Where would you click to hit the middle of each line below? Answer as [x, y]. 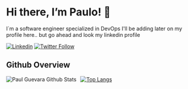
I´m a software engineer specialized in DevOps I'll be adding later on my [94, 28]
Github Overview [38, 65]
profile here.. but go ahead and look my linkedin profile [73, 34]
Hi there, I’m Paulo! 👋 [59, 12]
